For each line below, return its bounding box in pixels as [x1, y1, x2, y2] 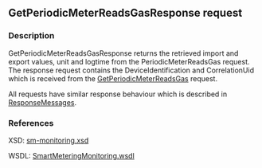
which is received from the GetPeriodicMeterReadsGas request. [8, 73, 217, 83]
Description [8, 30, 55, 41]
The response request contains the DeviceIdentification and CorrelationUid [8, 65, 255, 75]
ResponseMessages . [8, 97, 77, 107]
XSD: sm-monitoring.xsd [8, 135, 89, 145]
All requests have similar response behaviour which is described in [8, 89, 228, 99]
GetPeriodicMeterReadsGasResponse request [8, 6, 243, 20]
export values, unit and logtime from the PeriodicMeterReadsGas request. [8, 57, 250, 66]
